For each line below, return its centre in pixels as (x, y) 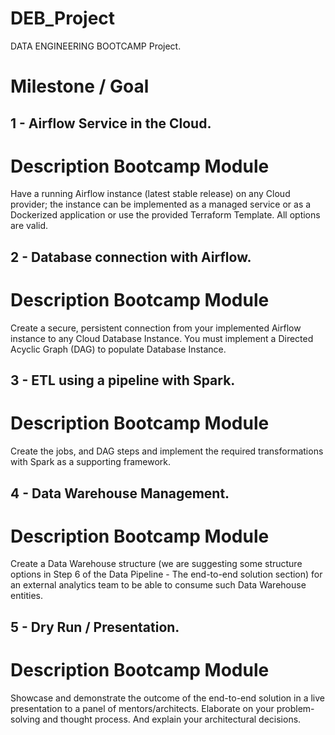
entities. (26, 596)
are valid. (29, 226)
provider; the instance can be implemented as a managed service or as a (161, 204)
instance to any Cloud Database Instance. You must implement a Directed (162, 338)
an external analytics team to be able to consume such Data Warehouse (158, 585)
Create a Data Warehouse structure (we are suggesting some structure (156, 564)
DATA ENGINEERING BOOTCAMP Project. (96, 46)
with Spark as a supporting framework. (91, 462)
